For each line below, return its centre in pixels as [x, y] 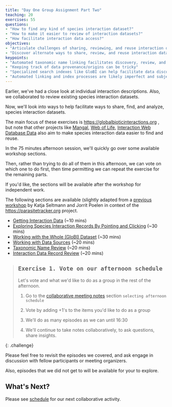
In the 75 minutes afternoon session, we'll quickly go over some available [82, 148]
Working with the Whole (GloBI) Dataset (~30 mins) [67, 237]
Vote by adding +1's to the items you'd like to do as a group [88, 310]
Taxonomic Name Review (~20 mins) [51, 248]
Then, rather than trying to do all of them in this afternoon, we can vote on [83, 163]
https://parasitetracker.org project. [42, 210]
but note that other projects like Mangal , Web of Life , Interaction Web [78, 127]
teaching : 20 [19, 15]
